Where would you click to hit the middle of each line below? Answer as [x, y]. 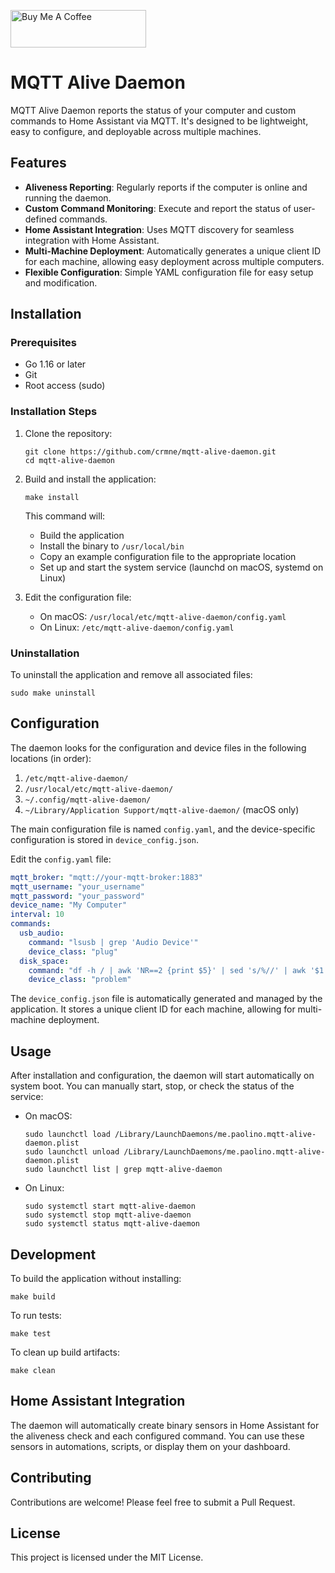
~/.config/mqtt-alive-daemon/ [88, 800]
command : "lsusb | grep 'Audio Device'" [113, 942]
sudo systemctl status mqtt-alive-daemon [112, 1224]
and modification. [61, 282]
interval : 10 [37, 915]
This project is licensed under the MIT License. [107, 1557]
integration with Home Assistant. [92, 240]
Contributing [51, 1478]
